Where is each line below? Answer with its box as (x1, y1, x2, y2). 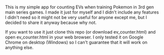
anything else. (5, 45, 34, 50)
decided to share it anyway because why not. (5, 19, 97, 25)
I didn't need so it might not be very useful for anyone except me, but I (5, 15, 147, 20)
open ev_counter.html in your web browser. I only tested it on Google (5, 34, 143, 40)
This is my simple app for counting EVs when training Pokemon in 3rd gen (5, 4, 154, 10)
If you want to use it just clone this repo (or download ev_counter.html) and (5, 29, 156, 35)
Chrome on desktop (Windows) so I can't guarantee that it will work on (5, 39, 148, 45)
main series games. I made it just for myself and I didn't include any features (5, 9, 159, 15)
